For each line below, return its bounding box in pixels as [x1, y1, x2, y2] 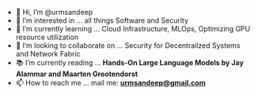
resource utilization [15, 32, 79, 42]
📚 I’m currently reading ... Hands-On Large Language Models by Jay [15, 58, 244, 67]
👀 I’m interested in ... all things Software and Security [15, 16, 188, 25]
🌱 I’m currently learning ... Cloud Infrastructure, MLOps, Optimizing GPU [15, 24, 251, 33]
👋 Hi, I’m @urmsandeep [15, 8, 93, 16]
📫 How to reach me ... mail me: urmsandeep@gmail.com [15, 79, 206, 87]
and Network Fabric [15, 49, 81, 58]
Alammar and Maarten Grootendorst [15, 69, 138, 79]
